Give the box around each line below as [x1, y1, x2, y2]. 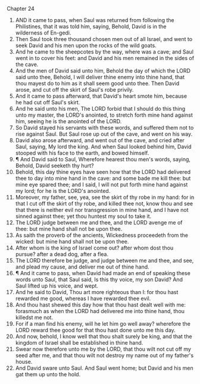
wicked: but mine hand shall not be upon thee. [15, 238, 129, 245]
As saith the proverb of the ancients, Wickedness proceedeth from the [15, 232, 189, 239]
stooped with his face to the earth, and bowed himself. [15, 149, 149, 157]
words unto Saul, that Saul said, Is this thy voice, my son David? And [15, 276, 183, 283]
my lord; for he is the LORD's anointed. [15, 188, 111, 194]
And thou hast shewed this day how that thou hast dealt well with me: [15, 301, 186, 308]
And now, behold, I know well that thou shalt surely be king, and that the [15, 333, 192, 340]
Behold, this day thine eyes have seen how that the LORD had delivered [15, 168, 191, 175]
